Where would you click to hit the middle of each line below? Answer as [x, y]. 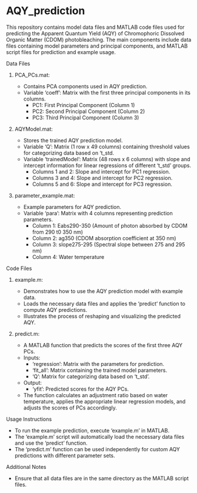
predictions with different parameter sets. [65, 455]
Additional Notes [26, 467]
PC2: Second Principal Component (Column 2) [89, 111]
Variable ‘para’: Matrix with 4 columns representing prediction [98, 213]
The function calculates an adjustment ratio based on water [96, 395]
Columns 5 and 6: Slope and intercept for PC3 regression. [102, 184]
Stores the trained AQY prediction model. [73, 140]
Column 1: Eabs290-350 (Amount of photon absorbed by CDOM [110, 225]
